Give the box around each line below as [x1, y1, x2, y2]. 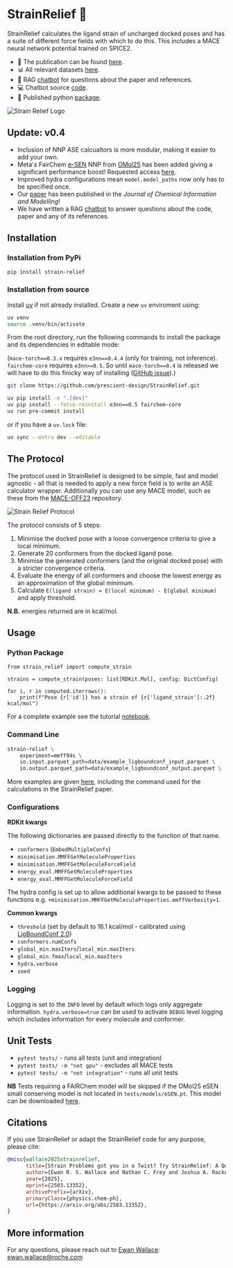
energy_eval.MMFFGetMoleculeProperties [17, 869, 133, 875]
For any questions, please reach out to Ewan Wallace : [7, 1246, 161, 1254]
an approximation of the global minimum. [17, 578, 135, 587]
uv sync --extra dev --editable [7, 434, 101, 441]
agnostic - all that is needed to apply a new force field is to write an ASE [7, 479, 213, 487]
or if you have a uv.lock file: [7, 420, 87, 429]
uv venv [7, 314, 30, 321]
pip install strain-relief [7, 269, 85, 276]
